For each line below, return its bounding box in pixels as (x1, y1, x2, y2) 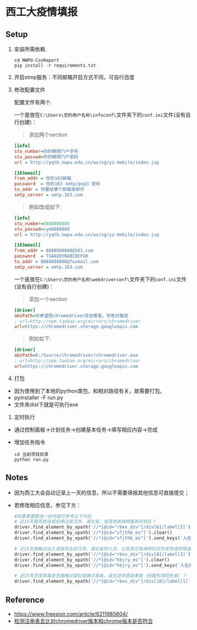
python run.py (14, 457, 49, 462)
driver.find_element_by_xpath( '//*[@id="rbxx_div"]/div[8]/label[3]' (14, 551, 189, 557)
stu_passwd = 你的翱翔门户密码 (14, 154, 79, 160)
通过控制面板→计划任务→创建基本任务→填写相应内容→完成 (14, 426, 158, 433)
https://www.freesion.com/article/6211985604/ (14, 611, 128, 617)
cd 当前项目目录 (14, 451, 49, 457)
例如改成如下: (28, 203, 62, 210)
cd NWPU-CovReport (14, 57, 59, 63)
